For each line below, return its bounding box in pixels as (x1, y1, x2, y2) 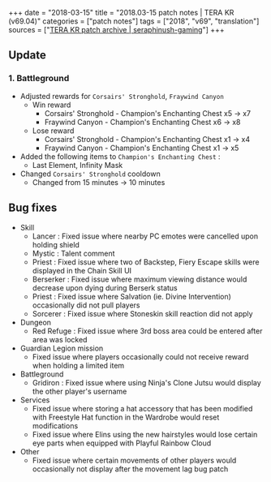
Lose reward (32, 126, 75, 136)
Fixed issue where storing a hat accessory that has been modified (32, 403, 253, 413)
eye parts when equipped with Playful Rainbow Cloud (32, 438, 212, 448)
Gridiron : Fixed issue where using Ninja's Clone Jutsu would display (32, 377, 261, 387)
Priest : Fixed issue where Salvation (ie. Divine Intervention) (32, 291, 231, 301)
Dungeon (19, 317, 51, 327)
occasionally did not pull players (32, 300, 140, 310)
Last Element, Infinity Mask (32, 160, 123, 170)
